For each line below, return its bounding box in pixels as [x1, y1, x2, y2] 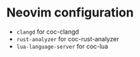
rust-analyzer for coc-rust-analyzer [16, 34, 119, 43]
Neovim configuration [6, 5, 135, 21]
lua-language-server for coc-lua [16, 42, 108, 50]
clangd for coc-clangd [16, 27, 80, 36]
